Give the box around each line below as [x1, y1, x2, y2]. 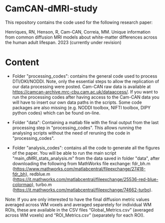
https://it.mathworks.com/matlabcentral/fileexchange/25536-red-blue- [14, 176, 159, 182]
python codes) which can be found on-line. [12, 110, 100, 116]
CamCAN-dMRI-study [5, 3, 98, 14]
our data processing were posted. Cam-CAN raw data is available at [12, 84, 151, 89]
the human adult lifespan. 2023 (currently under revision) [5, 39, 122, 45]
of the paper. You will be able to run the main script [12, 150, 117, 156]
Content [5, 57, 40, 68]
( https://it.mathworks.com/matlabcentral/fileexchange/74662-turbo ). [12, 186, 153, 193]
